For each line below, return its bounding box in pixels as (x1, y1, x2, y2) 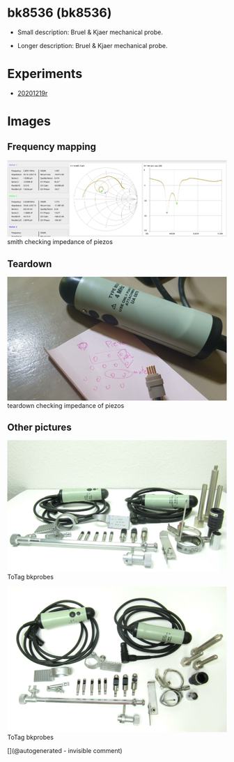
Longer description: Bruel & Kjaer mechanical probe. (17, 41, 168, 49)
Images (7, 114, 51, 130)
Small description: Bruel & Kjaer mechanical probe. (17, 28, 164, 36)
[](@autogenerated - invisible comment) (7, 747, 123, 755)
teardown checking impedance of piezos (7, 401, 125, 409)
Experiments (7, 66, 83, 82)
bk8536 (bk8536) (7, 5, 112, 21)
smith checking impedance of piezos (7, 238, 114, 246)
